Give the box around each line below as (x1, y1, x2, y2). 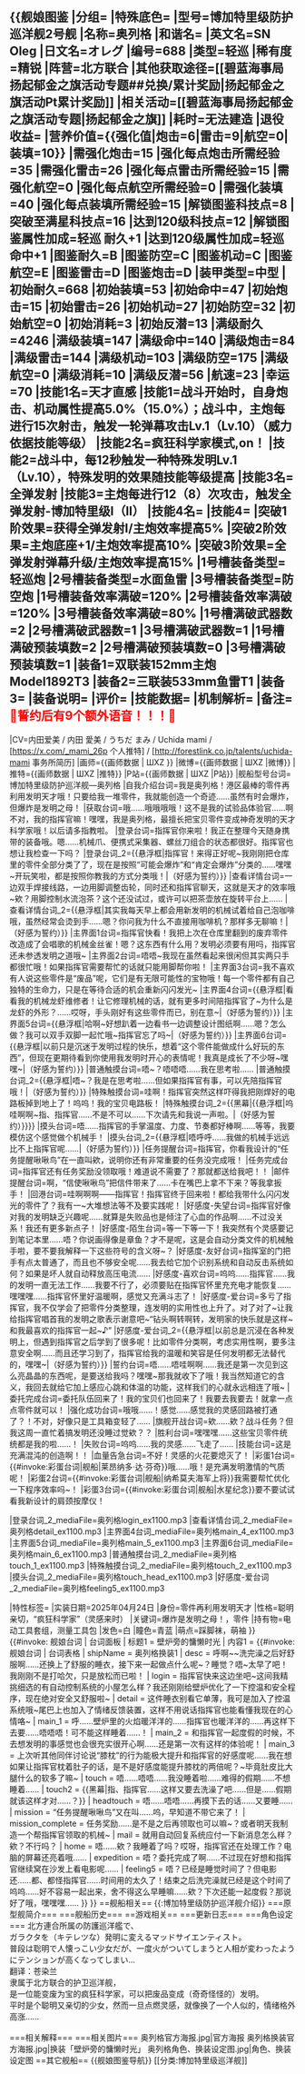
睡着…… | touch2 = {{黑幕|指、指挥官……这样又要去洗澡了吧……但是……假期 (9, 1783, 292, 1794)
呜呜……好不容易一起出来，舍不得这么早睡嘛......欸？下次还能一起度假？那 (9, 1886, 284, 1897)
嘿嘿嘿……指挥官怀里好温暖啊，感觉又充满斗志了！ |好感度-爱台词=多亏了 (9, 1291, 284, 1301)
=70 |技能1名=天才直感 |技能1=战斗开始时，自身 (9, 384, 277, 400)
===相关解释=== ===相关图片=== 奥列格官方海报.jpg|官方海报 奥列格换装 (9, 2031, 288, 2043)
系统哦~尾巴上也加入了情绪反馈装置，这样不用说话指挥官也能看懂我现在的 (9, 1704, 286, 1715)
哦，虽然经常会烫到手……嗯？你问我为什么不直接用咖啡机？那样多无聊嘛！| (9, 915, 289, 926)
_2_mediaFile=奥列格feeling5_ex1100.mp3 (9, 1582, 165, 1593)
